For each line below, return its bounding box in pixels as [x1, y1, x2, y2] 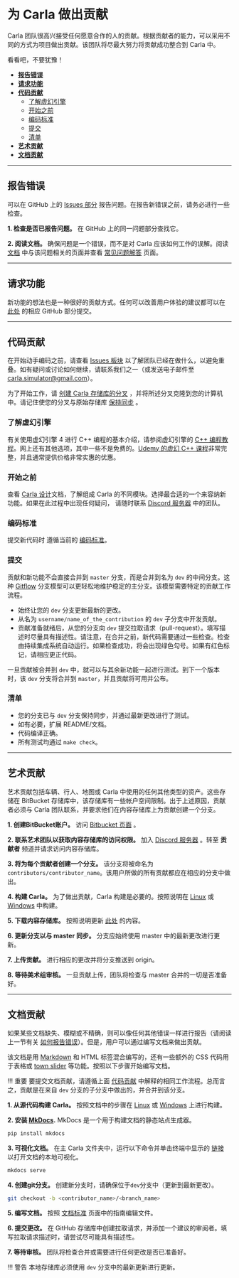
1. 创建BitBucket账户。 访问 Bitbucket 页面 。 [7, 820, 140, 829]
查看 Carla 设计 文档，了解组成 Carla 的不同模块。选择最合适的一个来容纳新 [7, 490, 226, 498]
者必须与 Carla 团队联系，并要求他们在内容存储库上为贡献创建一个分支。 [7, 805, 220, 814]
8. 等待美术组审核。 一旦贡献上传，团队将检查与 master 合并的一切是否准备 [7, 970, 228, 979]
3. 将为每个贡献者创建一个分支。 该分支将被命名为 [7, 859, 154, 868]
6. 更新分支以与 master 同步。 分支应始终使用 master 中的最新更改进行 [7, 931, 214, 940]
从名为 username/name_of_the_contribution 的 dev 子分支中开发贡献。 [17, 614, 221, 623]
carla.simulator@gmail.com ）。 [7, 374, 97, 382]
